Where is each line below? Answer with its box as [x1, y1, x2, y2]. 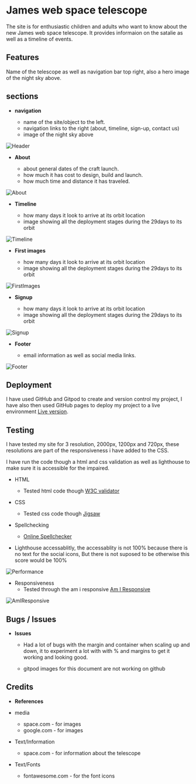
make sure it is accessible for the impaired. [6, 465, 110, 472]
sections [6, 92, 39, 102]
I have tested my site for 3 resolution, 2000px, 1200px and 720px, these [6, 441, 180, 448]
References [14, 698, 44, 705]
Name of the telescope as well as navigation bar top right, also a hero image [6, 68, 190, 75]
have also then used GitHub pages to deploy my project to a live [6, 402, 160, 409]
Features [6, 52, 39, 62]
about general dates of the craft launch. [23, 165, 119, 172]
